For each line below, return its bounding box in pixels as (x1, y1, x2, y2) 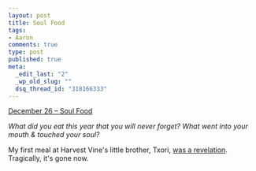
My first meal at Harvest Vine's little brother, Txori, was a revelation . (8, 145, 228, 154)
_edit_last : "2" (15, 70, 69, 78)
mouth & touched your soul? (8, 130, 100, 139)
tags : (8, 26, 26, 34)
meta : (8, 63, 26, 71)
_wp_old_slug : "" (15, 77, 72, 85)
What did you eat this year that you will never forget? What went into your (8, 121, 248, 131)
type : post (8, 48, 44, 56)
